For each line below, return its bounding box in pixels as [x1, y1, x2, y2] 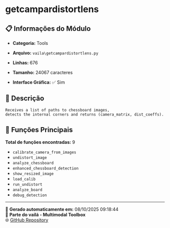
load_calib [12, 177, 36, 182]
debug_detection [12, 193, 47, 198]
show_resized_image [12, 171, 54, 176]
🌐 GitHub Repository [5, 217, 49, 223]
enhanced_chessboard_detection [12, 165, 79, 171]
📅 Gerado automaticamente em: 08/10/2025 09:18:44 [5, 206, 119, 212]
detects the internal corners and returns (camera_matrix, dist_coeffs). [5, 112, 164, 117]
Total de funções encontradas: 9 [5, 139, 75, 145]
